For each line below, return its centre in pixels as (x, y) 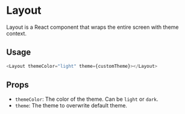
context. (17, 33)
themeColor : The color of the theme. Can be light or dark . (86, 99)
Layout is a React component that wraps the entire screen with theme (92, 27)
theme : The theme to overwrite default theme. (71, 106)
